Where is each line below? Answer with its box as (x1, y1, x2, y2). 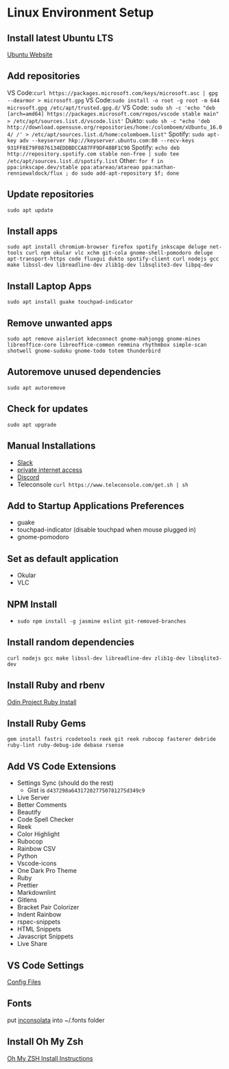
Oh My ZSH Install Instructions (7, 1054, 93, 1062)
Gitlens (16, 896, 38, 904)
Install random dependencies (7, 636, 135, 648)
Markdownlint (16, 889, 56, 897)
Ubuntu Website (7, 50, 53, 58)
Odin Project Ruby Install (7, 698, 77, 706)
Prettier (16, 881, 38, 889)
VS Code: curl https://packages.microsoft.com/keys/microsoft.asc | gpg (7, 88, 218, 97)
